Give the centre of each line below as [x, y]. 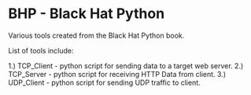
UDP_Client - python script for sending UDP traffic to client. [104, 82]
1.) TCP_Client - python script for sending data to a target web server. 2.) [126, 66]
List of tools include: [41, 50]
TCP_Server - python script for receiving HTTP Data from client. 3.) [117, 74]
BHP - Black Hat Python [87, 14]
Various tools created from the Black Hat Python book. [96, 35]
